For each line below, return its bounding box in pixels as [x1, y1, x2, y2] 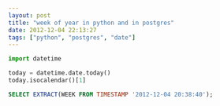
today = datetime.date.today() [8, 69, 111, 77]
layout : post [8, 11, 51, 20]
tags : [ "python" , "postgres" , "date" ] [8, 33, 136, 42]
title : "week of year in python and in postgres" [8, 19, 175, 27]
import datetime [8, 55, 62, 63]
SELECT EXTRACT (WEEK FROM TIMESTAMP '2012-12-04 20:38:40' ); [8, 90, 214, 98]
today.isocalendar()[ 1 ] [8, 76, 87, 84]
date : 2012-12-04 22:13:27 [8, 26, 97, 34]
